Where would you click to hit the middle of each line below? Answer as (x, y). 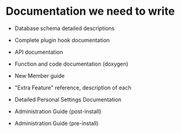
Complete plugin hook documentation (62, 40)
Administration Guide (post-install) (58, 111)
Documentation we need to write (90, 11)
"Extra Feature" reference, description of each (73, 88)
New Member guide (39, 75)
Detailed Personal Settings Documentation (68, 99)
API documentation (39, 52)
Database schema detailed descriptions (65, 28)
